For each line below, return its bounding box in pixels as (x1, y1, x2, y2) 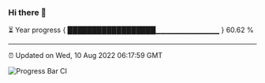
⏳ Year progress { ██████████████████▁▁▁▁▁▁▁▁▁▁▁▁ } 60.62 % (8, 25, 254, 34)
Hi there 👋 (8, 7, 47, 18)
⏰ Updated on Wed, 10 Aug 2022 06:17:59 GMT (8, 51, 163, 60)
